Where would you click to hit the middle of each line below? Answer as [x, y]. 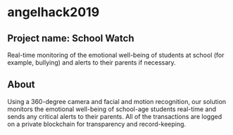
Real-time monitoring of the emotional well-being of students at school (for [116, 55]
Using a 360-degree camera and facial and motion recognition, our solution [117, 101]
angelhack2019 [53, 12]
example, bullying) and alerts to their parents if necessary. [92, 63]
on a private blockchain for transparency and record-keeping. [97, 124]
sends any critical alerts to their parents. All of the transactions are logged [115, 116]
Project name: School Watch [71, 38]
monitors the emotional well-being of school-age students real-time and [112, 109]
